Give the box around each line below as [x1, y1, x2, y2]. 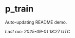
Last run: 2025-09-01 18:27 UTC [5, 28, 71, 34]
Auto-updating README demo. [5, 19, 67, 25]
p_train [5, 3, 34, 14]
